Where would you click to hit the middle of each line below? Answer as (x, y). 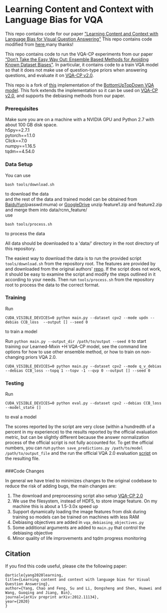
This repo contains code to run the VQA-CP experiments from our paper (79, 54)
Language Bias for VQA (54, 20)
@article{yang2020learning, (34, 575)
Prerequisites (22, 109)
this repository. (21, 248)
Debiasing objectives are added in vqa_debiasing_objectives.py (78, 522)
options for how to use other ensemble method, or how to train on (73, 352)
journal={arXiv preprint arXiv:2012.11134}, (52, 597)
